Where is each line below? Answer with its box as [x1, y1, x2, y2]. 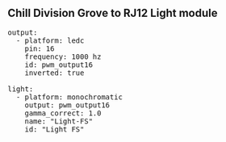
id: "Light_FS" [24, 124, 85, 134]
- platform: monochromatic [15, 92, 123, 102]
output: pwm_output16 [24, 100, 111, 110]
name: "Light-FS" [24, 116, 94, 126]
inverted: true [24, 68, 85, 77]
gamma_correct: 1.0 [24, 108, 102, 118]
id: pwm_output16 [24, 60, 94, 69]
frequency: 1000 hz [24, 52, 102, 61]
